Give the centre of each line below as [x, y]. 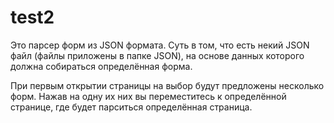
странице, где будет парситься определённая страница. [131, 107]
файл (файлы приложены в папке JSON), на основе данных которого [157, 55]
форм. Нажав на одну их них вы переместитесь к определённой [148, 96]
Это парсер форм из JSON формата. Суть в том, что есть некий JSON [160, 45]
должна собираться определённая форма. [101, 66]
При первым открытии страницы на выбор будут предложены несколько [167, 85]
